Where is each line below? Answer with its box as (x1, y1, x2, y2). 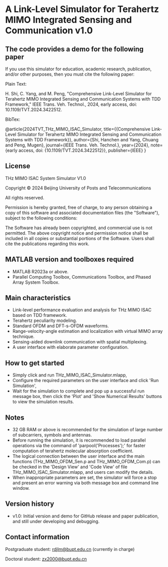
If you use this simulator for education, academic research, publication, (5, 66, 152, 72)
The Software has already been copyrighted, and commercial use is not (5, 225, 152, 231)
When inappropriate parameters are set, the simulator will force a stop (12, 475, 157, 481)
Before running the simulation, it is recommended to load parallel (12, 437, 146, 443)
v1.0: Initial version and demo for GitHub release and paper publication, (12, 513, 159, 519)
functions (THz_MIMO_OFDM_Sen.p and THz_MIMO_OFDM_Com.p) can (12, 459, 160, 465)
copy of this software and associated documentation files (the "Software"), (5, 210, 160, 216)
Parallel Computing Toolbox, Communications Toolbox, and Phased (12, 274, 151, 280)
